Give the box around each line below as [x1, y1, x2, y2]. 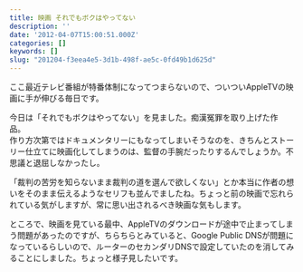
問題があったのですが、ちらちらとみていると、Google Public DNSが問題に [16, 230, 294, 240]
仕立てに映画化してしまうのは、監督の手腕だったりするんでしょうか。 [24, 146, 287, 157]
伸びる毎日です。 [40, 92, 104, 103]
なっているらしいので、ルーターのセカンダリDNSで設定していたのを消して [9, 241, 287, 252]
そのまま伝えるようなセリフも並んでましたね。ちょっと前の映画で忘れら [24, 188, 294, 199]
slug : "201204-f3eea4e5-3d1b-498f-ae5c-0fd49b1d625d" [9, 55, 217, 64]
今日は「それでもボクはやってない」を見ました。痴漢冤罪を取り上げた [9, 112, 270, 122]
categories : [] [9, 38, 67, 48]
